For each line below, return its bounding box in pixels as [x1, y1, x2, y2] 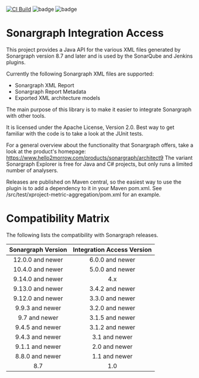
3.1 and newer [91, 333, 132, 341]
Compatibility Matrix [6, 212, 110, 225]
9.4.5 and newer [15, 323, 61, 331]
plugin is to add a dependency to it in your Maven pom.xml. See [6, 184, 162, 191]
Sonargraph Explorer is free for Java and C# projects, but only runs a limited [6, 160, 193, 168]
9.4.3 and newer [15, 333, 61, 341]
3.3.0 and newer [89, 294, 135, 303]
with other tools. [6, 112, 46, 119]
